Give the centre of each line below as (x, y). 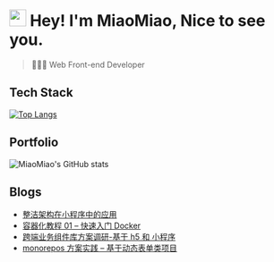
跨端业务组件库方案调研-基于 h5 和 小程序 (99, 237)
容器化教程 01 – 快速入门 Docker (81, 226)
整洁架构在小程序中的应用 (69, 215)
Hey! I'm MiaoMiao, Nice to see (148, 21)
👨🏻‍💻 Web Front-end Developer (88, 64)
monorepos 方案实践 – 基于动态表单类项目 (99, 248)
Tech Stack (41, 93)
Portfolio (34, 143)
